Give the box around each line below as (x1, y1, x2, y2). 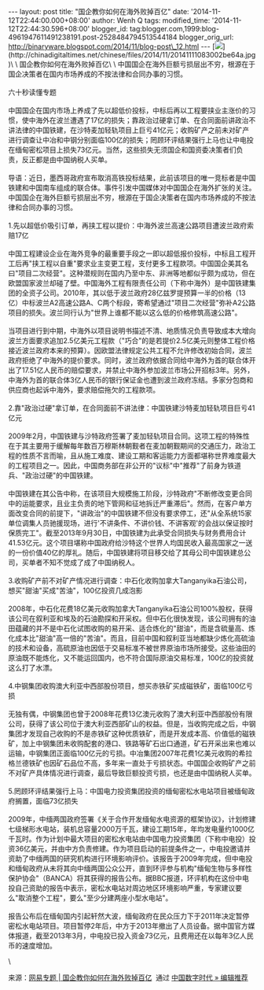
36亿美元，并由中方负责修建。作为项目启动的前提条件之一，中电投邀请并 (14, 844, 251, 853)
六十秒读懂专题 (8, 87, 57, 97)
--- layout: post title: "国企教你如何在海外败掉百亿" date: (8, 7, 190, 16)
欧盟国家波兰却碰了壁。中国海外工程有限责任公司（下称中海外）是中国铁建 (8, 279, 249, 287)
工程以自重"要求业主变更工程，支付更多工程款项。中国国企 (38, 259, 229, 268)
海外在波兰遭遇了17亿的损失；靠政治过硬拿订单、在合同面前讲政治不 (35, 116, 256, 124)
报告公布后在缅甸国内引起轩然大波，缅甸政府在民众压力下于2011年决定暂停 (8, 911, 250, 921)
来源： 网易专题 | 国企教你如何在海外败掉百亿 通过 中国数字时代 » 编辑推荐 (8, 973, 249, 982)
